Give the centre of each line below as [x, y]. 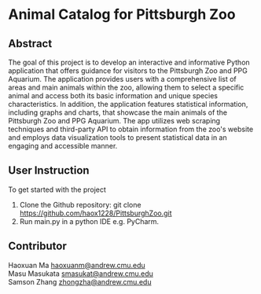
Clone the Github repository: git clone [80, 204]
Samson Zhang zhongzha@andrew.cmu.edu [80, 281]
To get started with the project [57, 189]
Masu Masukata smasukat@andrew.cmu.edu [81, 274]
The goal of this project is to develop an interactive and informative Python [129, 62]
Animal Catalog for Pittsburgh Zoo [122, 15]
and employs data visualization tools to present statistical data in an [118, 138]
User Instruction [49, 171]
